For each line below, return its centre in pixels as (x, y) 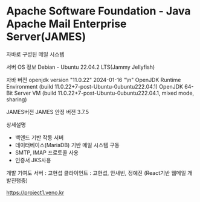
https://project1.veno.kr (35, 192)
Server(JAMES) (46, 37)
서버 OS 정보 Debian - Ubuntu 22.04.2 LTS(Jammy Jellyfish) (81, 67)
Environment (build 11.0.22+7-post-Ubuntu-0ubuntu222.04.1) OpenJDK (95, 86)
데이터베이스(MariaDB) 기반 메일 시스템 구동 (67, 145)
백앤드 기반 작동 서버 (39, 137)
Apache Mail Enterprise (66, 24)
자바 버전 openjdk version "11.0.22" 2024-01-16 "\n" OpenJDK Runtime (94, 80)
